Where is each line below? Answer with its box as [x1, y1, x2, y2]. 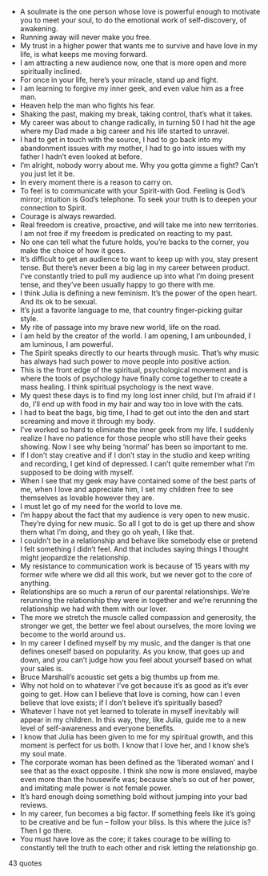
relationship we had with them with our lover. [19, 604, 168, 613]
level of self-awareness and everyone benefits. [19, 723, 176, 733]
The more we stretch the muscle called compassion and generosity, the [19, 613, 257, 621]
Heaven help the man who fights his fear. [19, 100, 156, 110]
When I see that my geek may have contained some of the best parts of [19, 476, 256, 485]
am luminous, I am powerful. [19, 340, 114, 348]
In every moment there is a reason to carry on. [19, 177, 174, 187]
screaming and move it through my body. [19, 417, 156, 426]
